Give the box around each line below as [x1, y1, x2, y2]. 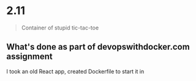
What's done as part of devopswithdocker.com [6, 42, 190, 52]
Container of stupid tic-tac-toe [21, 24, 99, 31]
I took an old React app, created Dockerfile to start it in [6, 67, 145, 75]
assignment [6, 52, 53, 62]
